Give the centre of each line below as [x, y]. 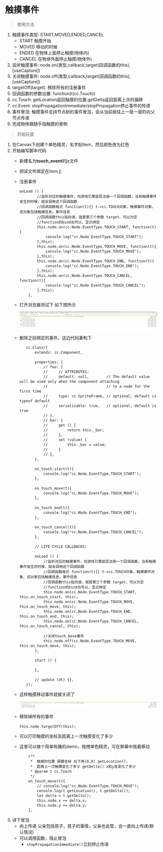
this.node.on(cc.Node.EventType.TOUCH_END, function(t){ [95, 261]
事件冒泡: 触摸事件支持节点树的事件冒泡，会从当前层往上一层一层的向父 [83, 112]
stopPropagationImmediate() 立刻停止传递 [68, 844]
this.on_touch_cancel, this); [50, 626]
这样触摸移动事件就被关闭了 [47, 694]
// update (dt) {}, [54, 680]
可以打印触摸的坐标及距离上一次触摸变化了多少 [66, 736]
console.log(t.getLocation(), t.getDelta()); [83, 791]
